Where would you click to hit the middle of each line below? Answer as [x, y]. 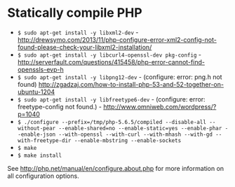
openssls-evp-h [41, 69]
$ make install [40, 155]
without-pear [36, 128]
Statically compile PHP [75, 13]
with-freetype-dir [44, 140]
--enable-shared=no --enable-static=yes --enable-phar [140, 128]
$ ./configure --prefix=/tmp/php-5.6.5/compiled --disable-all [112, 122]
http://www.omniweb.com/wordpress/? [160, 106]
